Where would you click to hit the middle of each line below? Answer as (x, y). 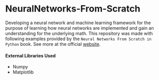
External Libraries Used (30, 55)
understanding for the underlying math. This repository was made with (79, 33)
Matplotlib (23, 72)
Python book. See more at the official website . (53, 44)
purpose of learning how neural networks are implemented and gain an (80, 28)
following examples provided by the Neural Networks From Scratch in (78, 39)
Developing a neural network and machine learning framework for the (78, 23)
